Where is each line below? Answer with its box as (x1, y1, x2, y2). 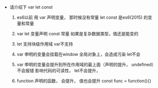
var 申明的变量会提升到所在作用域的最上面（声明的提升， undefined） (16, 62, 154, 67)
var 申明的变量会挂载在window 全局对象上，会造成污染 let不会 (16, 51, 141, 57)
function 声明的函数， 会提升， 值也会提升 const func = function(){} (16, 78, 151, 84)
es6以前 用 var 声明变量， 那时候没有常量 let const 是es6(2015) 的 (16, 15, 148, 20)
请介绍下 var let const (9, 4, 53, 10)
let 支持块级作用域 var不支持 (16, 41, 73, 47)
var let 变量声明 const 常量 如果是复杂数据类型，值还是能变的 (16, 31, 139, 36)
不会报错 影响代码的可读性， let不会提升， (16, 68, 101, 73)
